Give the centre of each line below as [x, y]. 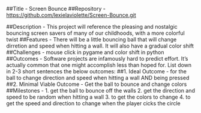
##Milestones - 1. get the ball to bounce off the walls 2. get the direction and [100, 90]
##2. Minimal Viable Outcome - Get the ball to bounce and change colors [97, 84]
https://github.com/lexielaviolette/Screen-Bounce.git [71, 15]
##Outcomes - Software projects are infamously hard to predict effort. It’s [97, 59]
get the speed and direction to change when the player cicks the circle [94, 103]
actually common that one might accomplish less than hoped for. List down [99, 65]
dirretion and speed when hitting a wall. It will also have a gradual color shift [100, 46]
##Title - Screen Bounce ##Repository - [56, 9]
